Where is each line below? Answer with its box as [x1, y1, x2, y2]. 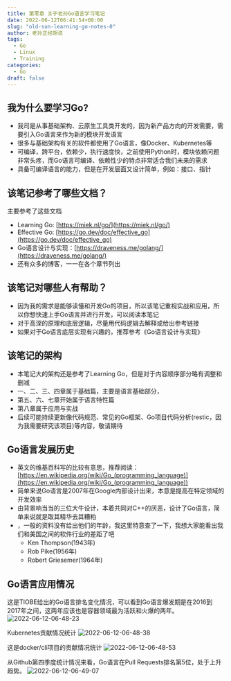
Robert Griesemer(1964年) [27, 556, 103, 565]
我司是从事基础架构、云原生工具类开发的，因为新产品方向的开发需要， [17, 122, 218, 130]
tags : [7, 36, 23, 43]
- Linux [13, 49, 36, 56]
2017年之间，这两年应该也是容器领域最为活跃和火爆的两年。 [7, 607, 178, 615]
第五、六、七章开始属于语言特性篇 [17, 396, 115, 404]
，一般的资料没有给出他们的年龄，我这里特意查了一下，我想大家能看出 [17, 521, 218, 530]
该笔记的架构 [7, 350, 62, 362]
